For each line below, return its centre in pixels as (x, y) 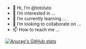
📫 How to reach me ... (36, 30)
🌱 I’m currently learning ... (39, 18)
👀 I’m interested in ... (34, 13)
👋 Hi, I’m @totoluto (32, 8)
